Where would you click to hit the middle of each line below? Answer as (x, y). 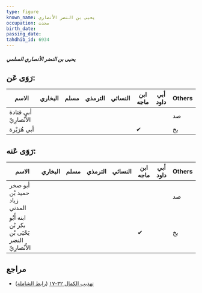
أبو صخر (20, 186)
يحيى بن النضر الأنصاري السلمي (41, 59)
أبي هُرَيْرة (22, 130)
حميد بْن (20, 193)
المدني (18, 208)
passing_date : (24, 34)
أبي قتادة (20, 112)
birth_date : (21, 29)
